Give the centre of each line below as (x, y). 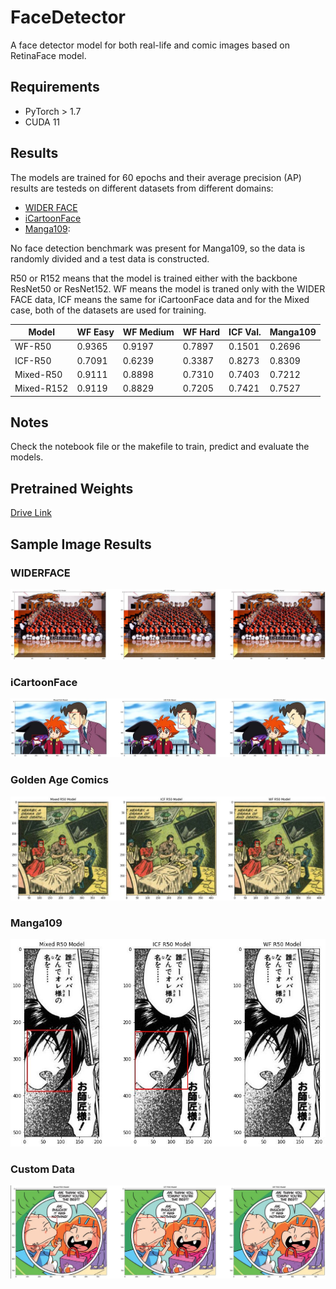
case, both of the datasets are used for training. (108, 310)
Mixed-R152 (41, 388)
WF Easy (95, 332)
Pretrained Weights (72, 488)
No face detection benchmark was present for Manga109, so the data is (158, 248)
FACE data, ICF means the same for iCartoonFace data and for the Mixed (160, 299)
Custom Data (42, 1169)
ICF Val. (245, 332)
